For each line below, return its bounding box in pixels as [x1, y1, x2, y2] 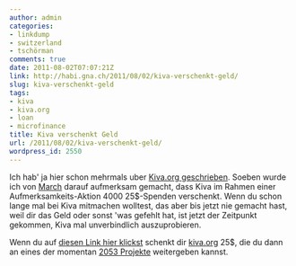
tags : [9, 88, 30, 97]
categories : [9, 22, 54, 31]
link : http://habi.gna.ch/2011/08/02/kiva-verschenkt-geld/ [9, 72, 239, 81]
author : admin [9, 13, 63, 22]
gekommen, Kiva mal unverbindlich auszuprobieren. [9, 219, 202, 230]
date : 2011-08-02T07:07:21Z [9, 64, 115, 73]
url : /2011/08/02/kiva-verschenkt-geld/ [9, 138, 163, 147]
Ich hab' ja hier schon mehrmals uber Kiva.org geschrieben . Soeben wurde [9, 172, 287, 182]
